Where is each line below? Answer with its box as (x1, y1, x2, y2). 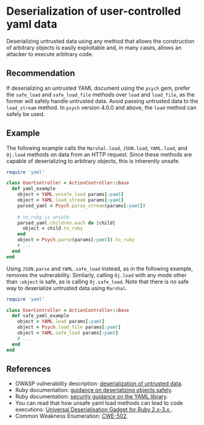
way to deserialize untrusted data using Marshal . (6, 284, 128, 291)
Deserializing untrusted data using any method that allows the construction (6, 37, 195, 45)
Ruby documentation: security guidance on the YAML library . (15, 393, 169, 401)
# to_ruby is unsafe (17, 214, 69, 220)
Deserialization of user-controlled (6, 4, 181, 18)
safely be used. (6, 110, 45, 117)
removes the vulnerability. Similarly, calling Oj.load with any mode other (6, 271, 187, 278)
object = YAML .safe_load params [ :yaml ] (17, 330, 119, 336)
